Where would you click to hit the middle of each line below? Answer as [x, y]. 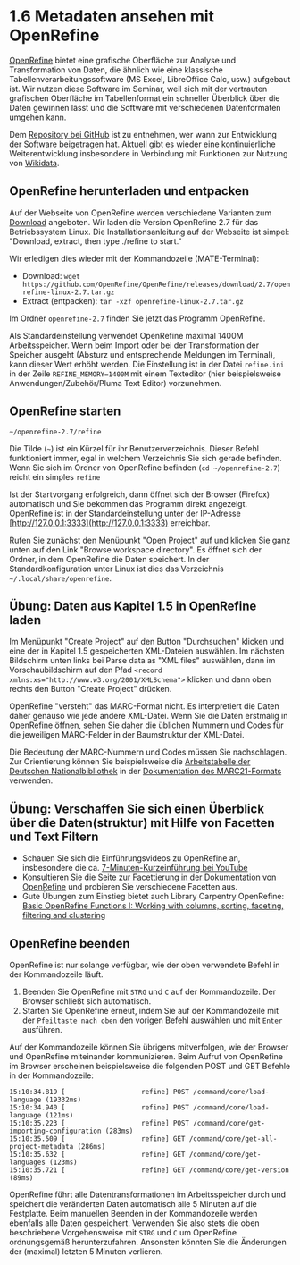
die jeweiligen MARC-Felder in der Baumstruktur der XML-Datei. [127, 735]
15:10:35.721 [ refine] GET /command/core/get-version [150, 1170]
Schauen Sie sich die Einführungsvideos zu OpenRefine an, [131, 858]
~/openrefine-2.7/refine [55, 432]
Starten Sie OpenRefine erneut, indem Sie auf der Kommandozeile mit [150, 1011]
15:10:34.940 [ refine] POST [100, 1108]
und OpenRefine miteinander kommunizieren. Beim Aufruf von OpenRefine [146, 1056]
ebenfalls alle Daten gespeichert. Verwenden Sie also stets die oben [135, 1223]
